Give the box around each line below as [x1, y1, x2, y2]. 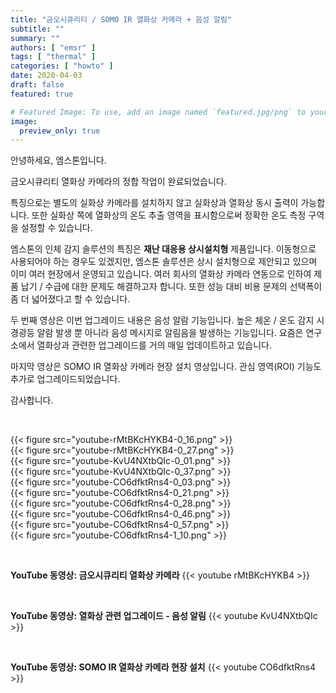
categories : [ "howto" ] [10, 61, 114, 71]
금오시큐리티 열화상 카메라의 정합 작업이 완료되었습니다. [10, 176, 227, 188]
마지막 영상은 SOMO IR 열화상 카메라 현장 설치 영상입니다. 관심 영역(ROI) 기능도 [10, 361, 322, 373]
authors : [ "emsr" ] [10, 42, 97, 53]
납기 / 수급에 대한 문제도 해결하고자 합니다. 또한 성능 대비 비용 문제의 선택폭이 [20, 281, 323, 293]
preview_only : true [19, 126, 101, 136]
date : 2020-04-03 [10, 71, 83, 81]
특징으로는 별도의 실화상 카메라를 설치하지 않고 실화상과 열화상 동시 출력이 [10, 197, 299, 209]
